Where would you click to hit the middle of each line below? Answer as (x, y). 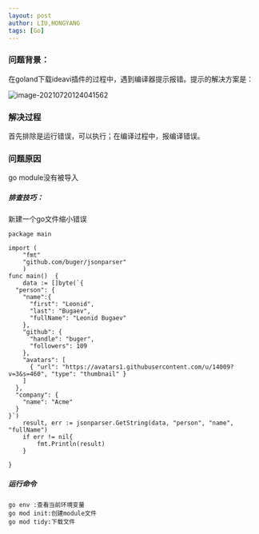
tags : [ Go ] (26, 30)
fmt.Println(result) (71, 444)
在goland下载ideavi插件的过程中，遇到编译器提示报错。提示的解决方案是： (131, 79)
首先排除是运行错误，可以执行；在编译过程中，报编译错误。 (106, 136)
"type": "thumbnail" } (89, 374)
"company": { (37, 395)
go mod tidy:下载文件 (42, 522)
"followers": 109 (58, 346)
